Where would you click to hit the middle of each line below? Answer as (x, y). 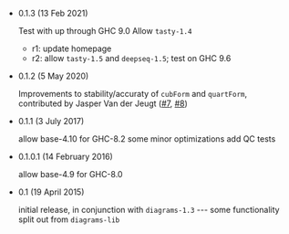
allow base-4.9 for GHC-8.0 (70, 174)
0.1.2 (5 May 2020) (53, 76)
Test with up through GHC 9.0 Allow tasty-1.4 (105, 31)
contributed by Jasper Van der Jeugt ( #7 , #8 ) (103, 103)
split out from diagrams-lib (69, 219)
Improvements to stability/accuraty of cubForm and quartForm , (133, 94)
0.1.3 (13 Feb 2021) (53, 13)
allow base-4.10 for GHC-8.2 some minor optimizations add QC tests (147, 139)
